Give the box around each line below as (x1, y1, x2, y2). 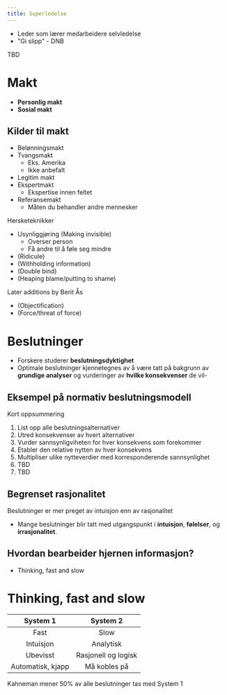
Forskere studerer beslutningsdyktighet (17, 356, 134, 365)
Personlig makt (17, 98, 63, 106)
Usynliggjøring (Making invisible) (17, 230, 112, 238)
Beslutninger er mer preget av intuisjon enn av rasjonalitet (7, 506, 173, 514)
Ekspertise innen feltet (27, 188, 93, 197)
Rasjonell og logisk (76, 650, 138, 659)
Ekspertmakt (17, 181, 54, 189)
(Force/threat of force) (17, 309, 82, 317)
